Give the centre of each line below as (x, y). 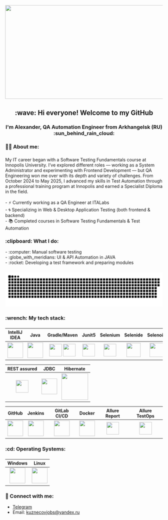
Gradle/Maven (62, 335)
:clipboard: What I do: (32, 241)
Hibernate (75, 368)
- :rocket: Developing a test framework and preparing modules (69, 262)
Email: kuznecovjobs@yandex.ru (46, 512)
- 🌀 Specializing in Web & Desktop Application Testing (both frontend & (78, 210)
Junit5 (89, 335)
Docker (87, 413)
